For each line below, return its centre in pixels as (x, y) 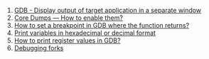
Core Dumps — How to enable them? (68, 18)
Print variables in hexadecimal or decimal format (85, 33)
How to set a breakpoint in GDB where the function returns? (102, 25)
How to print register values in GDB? (67, 41)
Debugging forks (39, 48)
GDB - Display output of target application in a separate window (107, 10)
